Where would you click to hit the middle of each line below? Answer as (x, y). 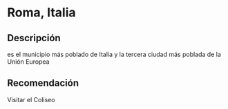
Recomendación (43, 83)
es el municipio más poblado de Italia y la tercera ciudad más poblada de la (114, 54)
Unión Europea (28, 62)
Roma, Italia (41, 13)
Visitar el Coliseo (31, 99)
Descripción (34, 38)
